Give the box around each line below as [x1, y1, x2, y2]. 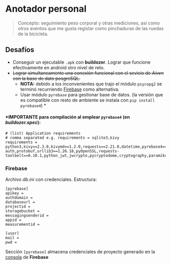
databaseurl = [5, 200, 36, 205]
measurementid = [5, 222, 40, 227]
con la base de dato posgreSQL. [12, 75, 80, 82]
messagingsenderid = [5, 213, 49, 218]
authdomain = [5, 195, 33, 200]
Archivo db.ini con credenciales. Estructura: [5, 176, 97, 182]
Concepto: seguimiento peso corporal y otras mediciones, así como [17, 20, 160, 26]
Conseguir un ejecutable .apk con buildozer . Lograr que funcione [12, 59, 151, 65]
